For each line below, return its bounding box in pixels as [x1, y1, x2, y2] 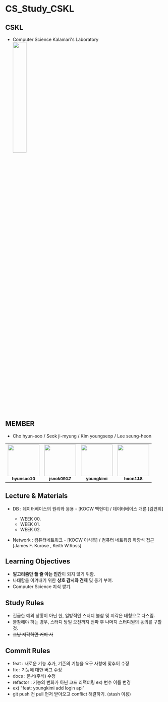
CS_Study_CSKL [5, 3, 75, 15]
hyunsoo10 [12, 476, 35, 481]
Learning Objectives [5, 557, 71, 566]
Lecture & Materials [5, 492, 68, 500]
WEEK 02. [20, 526, 41, 532]
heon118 [124, 476, 143, 481]
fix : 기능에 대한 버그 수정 [12, 667, 62, 673]
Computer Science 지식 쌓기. [12, 584, 72, 590]
